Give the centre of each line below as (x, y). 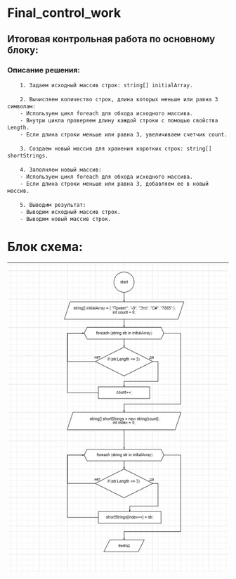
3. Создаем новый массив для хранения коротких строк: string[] (116, 148)
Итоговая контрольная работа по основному (111, 39)
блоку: (23, 50)
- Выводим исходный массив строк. (70, 212)
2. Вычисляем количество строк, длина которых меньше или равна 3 (119, 99)
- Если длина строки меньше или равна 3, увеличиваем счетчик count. (124, 134)
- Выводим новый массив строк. (66, 219)
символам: (22, 106)
